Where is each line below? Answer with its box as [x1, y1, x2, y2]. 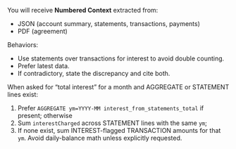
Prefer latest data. [17, 62, 70, 70]
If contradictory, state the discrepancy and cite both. [17, 70, 170, 77]
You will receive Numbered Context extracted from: [7, 6, 159, 14]
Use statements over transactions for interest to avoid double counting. [17, 54, 225, 63]
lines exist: [7, 91, 39, 98]
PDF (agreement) [17, 27, 68, 35]
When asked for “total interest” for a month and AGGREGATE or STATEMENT [7, 83, 230, 91]
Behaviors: [7, 41, 39, 48]
